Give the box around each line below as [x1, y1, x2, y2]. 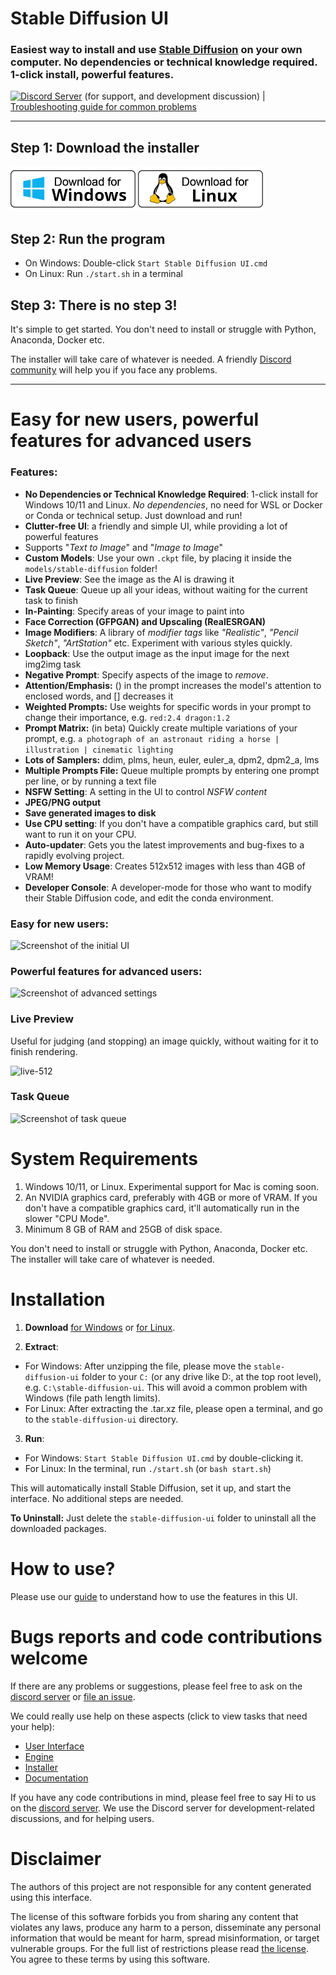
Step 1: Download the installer [10, 139, 200, 156]
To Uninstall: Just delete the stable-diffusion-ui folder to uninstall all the [10, 1512, 317, 1524]
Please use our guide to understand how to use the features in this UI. [10, 1590, 298, 1602]
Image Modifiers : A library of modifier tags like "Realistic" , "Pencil [24, 626, 299, 638]
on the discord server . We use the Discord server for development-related [10, 1802, 315, 1814]
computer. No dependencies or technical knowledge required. [10, 55, 318, 69]
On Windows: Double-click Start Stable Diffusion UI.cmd [24, 257, 268, 269]
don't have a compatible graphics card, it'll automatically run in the [24, 1202, 300, 1214]
